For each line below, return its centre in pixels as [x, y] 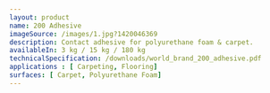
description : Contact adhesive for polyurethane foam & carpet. [131, 42]
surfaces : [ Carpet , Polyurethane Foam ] [86, 75]
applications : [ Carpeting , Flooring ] [84, 67]
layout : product [39, 17]
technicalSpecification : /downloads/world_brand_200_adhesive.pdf [135, 58]
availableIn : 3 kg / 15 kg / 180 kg [77, 50]
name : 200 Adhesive [46, 26]
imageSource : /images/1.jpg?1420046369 [84, 34]
